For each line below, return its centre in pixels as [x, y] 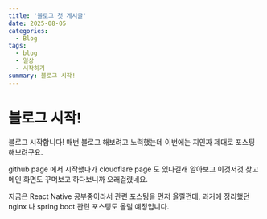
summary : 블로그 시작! [42, 76]
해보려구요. [26, 152]
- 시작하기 [31, 68]
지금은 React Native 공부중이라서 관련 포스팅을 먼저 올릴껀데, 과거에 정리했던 [129, 196]
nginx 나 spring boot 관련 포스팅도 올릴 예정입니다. [89, 206]
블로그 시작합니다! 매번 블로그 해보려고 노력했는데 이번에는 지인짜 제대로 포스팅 [132, 142]
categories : [28, 31]
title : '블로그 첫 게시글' [47, 16]
